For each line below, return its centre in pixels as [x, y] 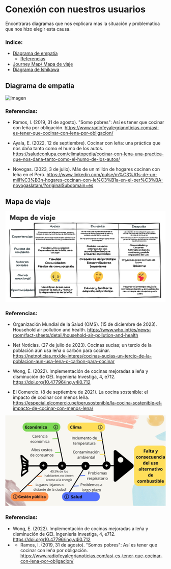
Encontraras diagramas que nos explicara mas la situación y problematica [83, 23]
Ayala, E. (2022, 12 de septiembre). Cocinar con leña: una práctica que [87, 143]
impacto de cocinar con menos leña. [51, 397]
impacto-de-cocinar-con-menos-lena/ [53, 408]
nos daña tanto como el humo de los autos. [58, 149]
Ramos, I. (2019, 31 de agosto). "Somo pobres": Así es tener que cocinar [88, 122]
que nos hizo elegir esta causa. [38, 29]
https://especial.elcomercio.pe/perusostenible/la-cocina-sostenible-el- [87, 402]
